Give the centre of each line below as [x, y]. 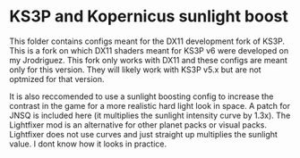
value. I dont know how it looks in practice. [88, 144]
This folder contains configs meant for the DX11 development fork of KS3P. [147, 41]
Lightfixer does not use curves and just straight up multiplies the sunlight [143, 134]
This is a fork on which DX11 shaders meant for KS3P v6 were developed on [149, 50]
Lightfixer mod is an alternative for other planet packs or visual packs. [138, 125]
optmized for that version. [57, 79]
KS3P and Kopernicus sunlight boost [149, 17]
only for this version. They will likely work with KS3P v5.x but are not [135, 70]
